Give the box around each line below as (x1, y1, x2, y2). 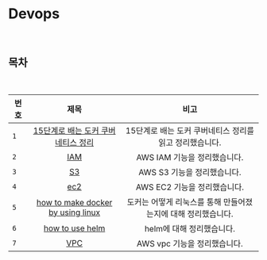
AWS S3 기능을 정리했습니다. (138, 166, 242, 178)
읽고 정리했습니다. (158, 136, 222, 147)
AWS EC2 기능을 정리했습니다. (135, 182, 245, 193)
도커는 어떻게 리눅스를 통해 (126, 196, 222, 207)
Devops (8, 5, 60, 23)
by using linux (48, 207, 101, 218)
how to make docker (36, 197, 113, 208)
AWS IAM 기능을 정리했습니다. (136, 151, 244, 162)
